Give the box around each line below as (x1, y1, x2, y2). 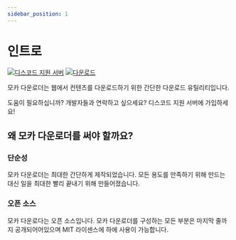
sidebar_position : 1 (7, 10, 69, 18)
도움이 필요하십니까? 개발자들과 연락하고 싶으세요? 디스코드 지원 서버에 (7, 98, 204, 107)
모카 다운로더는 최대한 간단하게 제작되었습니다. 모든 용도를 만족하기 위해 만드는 (7, 170, 226, 179)
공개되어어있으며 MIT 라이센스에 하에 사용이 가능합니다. (14, 225, 169, 234)
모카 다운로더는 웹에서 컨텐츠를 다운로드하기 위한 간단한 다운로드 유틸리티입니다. (7, 83, 230, 92)
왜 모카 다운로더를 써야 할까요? (7, 129, 134, 142)
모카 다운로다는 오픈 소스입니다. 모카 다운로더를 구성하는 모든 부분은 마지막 (7, 216, 215, 224)
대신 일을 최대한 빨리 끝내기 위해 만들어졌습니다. (7, 179, 141, 188)
